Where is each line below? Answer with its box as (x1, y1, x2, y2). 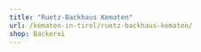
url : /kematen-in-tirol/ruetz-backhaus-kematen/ (9, 21, 193, 30)
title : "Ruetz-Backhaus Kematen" (9, 12, 133, 22)
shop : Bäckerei (9, 29, 66, 38)
